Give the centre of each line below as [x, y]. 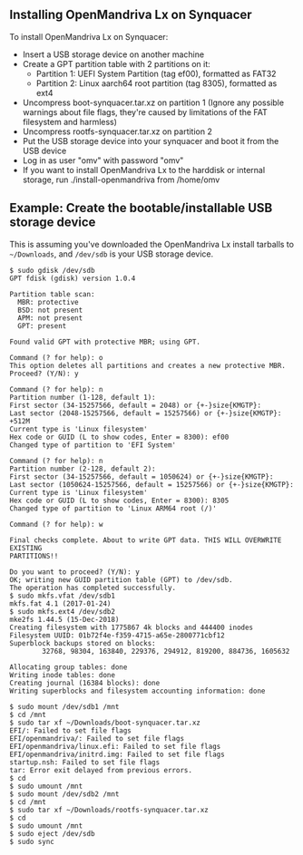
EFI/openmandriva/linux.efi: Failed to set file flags [115, 746]
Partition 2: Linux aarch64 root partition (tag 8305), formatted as [156, 83]
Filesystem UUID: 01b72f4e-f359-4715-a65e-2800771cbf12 [117, 635]
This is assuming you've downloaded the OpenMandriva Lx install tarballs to [152, 244]
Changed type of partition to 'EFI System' [93, 445]
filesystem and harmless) [70, 121]
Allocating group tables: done [68, 667]
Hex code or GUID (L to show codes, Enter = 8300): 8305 [119, 500]
